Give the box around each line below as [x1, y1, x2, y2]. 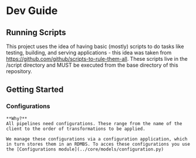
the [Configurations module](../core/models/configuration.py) [6, 146, 164, 152]
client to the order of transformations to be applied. [6, 126, 146, 132]
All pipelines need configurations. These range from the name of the [6, 121, 183, 126]
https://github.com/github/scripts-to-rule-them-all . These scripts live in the [6, 56, 188, 62]
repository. [6, 68, 32, 74]
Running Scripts [6, 28, 66, 37]
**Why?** [6, 115, 28, 121]
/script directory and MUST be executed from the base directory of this [6, 61, 178, 68]
